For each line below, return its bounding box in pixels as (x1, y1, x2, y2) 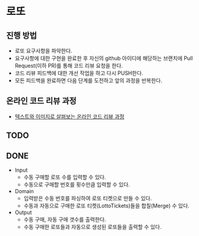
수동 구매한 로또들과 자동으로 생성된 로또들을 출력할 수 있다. (23, 224, 162, 231)
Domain (14, 188, 34, 195)
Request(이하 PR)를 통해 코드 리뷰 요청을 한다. (14, 62, 123, 69)
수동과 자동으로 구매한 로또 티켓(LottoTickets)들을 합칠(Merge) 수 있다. (23, 202, 190, 209)
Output (14, 209, 32, 216)
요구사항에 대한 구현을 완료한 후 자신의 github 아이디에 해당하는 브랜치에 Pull (14, 55, 193, 62)
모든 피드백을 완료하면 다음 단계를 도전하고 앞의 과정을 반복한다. (14, 77, 162, 84)
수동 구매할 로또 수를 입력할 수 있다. (23, 174, 106, 181)
